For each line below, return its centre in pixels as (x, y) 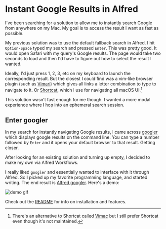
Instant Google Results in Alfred (72, 9)
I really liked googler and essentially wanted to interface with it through (77, 172)
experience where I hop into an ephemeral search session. (65, 105)
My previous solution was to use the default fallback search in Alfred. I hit (80, 42)
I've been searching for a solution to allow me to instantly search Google (79, 23)
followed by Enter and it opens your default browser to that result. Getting (80, 143)
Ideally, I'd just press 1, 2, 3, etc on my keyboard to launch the (68, 73)
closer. (12, 148)
